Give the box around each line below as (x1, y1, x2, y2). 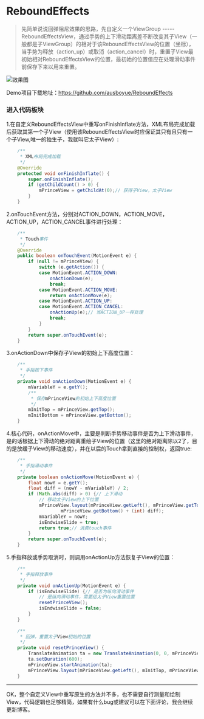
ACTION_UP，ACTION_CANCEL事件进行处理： (6, 218, 123, 225)
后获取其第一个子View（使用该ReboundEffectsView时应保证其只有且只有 (6, 128, 188, 136)
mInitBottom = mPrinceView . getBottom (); (28, 412, 132, 419)
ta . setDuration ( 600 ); (28, 656, 83, 662)
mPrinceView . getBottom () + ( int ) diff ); (60, 507, 165, 514)
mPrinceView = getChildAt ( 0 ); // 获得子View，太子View (38, 187, 172, 194)
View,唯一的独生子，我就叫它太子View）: (16, 136, 119, 143)
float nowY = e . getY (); (28, 480, 88, 486)
